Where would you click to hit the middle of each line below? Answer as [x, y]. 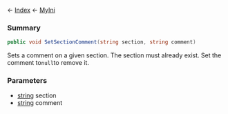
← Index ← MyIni [31, 10]
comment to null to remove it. [48, 63]
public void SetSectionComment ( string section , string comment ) [102, 42]
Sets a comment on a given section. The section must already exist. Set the [114, 55]
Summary [24, 28]
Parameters [27, 81]
